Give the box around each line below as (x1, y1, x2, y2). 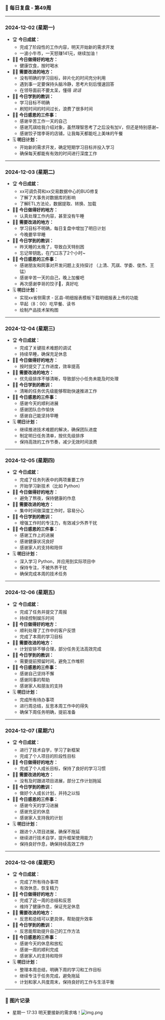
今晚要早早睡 (19, 231, 46, 237)
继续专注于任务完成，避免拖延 (19, 973, 80, 979)
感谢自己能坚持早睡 (19, 413, 59, 419)
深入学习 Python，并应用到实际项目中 (19, 559, 96, 564)
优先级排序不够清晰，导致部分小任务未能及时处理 (19, 376, 119, 382)
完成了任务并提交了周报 (19, 609, 67, 615)
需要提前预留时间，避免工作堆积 (19, 658, 84, 664)
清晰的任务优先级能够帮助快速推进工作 (19, 388, 97, 394)
